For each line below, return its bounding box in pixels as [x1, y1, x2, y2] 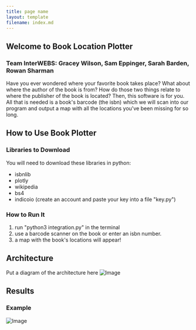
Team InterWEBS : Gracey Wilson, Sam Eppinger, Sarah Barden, [6, 59, 190, 67]
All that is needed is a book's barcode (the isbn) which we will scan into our [6, 98, 189, 106]
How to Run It [6, 210, 45, 219]
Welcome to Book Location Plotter [6, 41, 133, 51]
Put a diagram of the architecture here [6, 269, 99, 276]
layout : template [6, 14, 49, 20]
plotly [14, 177, 29, 184]
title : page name [6, 8, 49, 15]
